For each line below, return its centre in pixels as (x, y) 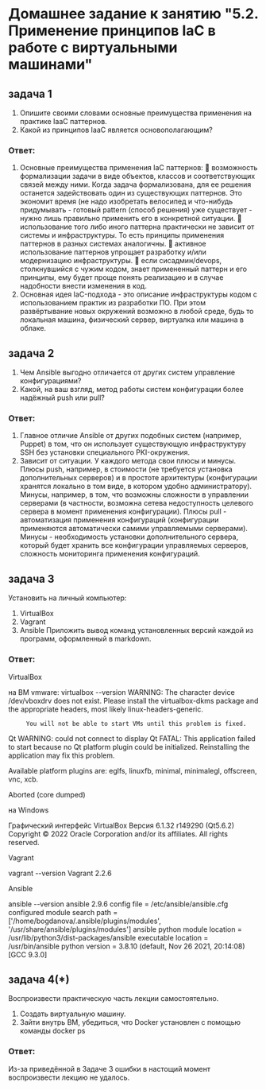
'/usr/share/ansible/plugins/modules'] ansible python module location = (125, 929)
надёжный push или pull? (62, 398)
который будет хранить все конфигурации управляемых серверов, (134, 545)
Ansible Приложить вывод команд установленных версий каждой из (137, 630)
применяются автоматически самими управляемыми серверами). (134, 529)
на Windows (29, 810)
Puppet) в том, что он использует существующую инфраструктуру (133, 444)
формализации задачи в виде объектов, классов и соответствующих (137, 176)
